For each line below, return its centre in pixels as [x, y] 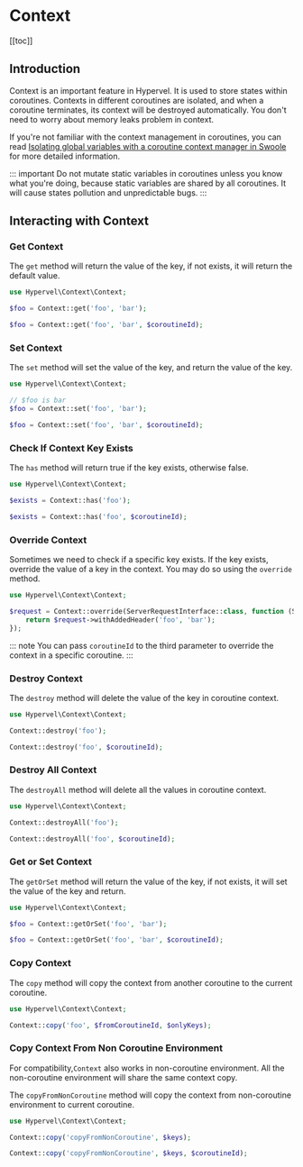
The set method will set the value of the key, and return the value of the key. [151, 368]
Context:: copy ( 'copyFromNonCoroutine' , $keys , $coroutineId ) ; [129, 1153]
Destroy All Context [53, 770]
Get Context [37, 247]
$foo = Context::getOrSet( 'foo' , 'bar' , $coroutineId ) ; [116, 940]
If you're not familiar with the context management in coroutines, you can [146, 137]
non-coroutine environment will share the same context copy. [124, 1077]
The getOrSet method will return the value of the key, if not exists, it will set [148, 881]
